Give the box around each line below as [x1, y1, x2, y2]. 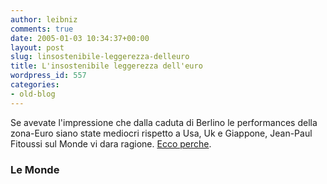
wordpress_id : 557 [10, 71, 87, 81]
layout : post [10, 42, 65, 53]
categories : [10, 80, 60, 90]
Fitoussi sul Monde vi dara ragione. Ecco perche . [10, 137, 212, 150]
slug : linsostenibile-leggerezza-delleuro [10, 52, 190, 62]
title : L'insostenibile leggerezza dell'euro [10, 61, 203, 71]
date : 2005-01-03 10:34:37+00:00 [10, 33, 150, 43]
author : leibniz [10, 14, 78, 25]
